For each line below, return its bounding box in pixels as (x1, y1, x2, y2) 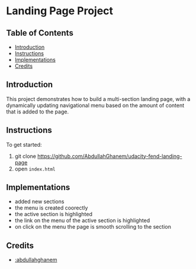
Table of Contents (6, 28, 74, 38)
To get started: (6, 141, 43, 148)
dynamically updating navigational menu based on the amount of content (6, 102, 185, 109)
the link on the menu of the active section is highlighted (14, 217, 150, 224)
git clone (14, 153, 37, 160)
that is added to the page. (6, 108, 69, 115)
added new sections (14, 198, 65, 205)
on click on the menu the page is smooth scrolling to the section (14, 223, 172, 230)
